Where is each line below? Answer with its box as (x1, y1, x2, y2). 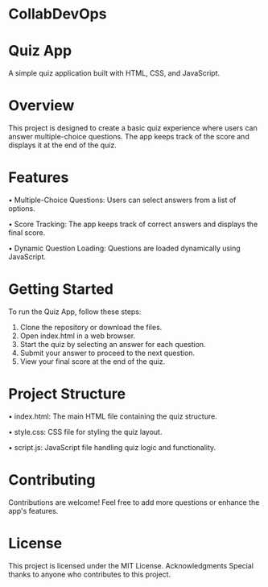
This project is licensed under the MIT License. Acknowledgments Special (8, 560, 254, 570)
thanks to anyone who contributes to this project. (8, 569, 171, 579)
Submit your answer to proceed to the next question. (19, 348, 196, 358)
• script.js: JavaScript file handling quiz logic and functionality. (8, 442, 216, 452)
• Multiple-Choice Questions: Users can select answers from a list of (8, 195, 237, 205)
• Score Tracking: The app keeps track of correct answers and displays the (8, 219, 258, 229)
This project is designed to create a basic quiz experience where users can (8, 123, 258, 133)
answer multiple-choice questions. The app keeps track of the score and (8, 132, 249, 142)
